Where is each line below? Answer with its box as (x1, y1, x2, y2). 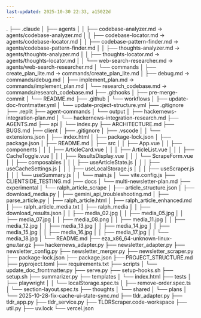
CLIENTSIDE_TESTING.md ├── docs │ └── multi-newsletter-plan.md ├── (6, 178, 191, 185)
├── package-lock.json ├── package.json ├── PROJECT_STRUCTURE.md (6, 253, 193, 261)
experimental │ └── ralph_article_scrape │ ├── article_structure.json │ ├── (6, 184, 195, 191)
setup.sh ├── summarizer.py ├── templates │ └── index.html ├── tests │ (6, 273, 191, 280)
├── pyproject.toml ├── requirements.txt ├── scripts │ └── (6, 260, 157, 267)
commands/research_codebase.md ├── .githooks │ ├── (6, 88, 148, 96)
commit (6, 95, 25, 102)
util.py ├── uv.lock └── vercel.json (6, 304, 94, 311)
